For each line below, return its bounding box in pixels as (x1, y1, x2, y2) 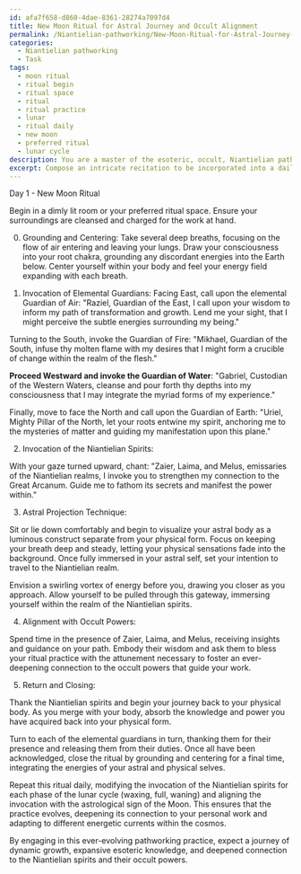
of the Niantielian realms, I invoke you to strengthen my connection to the (9, 471, 279, 481)
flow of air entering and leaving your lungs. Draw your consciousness (21, 242, 279, 252)
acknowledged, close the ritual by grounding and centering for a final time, (9, 753, 285, 764)
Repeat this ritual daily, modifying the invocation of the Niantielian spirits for (9, 780, 288, 790)
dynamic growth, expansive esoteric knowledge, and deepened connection (9, 845, 288, 856)
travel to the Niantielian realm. (9, 562, 120, 573)
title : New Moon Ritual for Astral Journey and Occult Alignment (9, 22, 258, 31)
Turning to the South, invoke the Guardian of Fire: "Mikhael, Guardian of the (9, 334, 288, 345)
